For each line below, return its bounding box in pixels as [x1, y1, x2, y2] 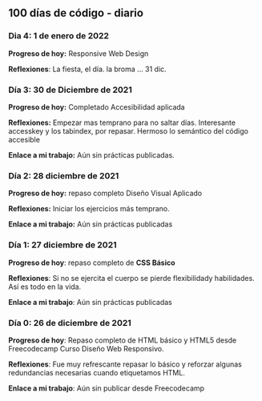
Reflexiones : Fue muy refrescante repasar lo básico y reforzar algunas [8, 359, 242, 369]
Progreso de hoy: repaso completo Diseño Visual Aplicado [8, 188, 203, 198]
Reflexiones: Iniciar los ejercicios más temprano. [8, 204, 170, 214]
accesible [8, 134, 40, 144]
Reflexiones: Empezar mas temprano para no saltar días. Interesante [8, 118, 236, 127]
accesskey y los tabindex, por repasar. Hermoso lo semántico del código [8, 126, 248, 135]
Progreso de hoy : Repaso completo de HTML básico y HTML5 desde [8, 335, 237, 345]
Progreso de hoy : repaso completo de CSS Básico [8, 258, 175, 267]
